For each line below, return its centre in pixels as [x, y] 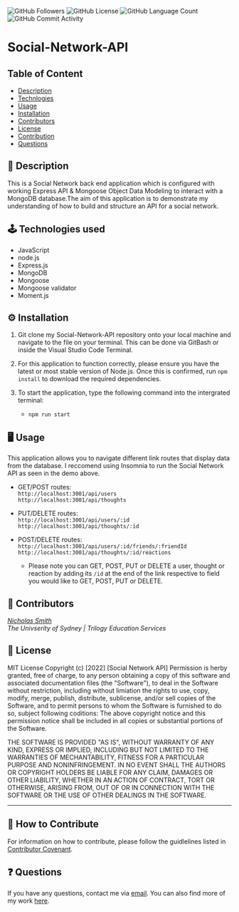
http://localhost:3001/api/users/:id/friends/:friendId [102, 546]
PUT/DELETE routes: [48, 514]
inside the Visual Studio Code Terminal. [75, 350]
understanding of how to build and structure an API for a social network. [113, 206]
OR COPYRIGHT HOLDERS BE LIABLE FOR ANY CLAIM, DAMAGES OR [110, 772]
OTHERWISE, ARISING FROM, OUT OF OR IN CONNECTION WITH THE [111, 787]
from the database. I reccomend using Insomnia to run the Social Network [116, 466]
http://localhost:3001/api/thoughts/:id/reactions [94, 553]
